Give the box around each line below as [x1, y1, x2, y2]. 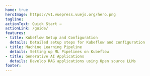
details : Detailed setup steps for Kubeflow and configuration [10, 40, 145, 45]
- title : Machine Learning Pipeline [5, 44, 82, 49]
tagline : [5, 16, 24, 21]
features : [5, 30, 26, 35]
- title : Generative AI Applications [5, 53, 85, 59]
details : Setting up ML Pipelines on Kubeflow [10, 49, 109, 54]
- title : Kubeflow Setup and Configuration [5, 35, 98, 40]
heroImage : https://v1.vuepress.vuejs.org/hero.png [5, 12, 116, 17]
